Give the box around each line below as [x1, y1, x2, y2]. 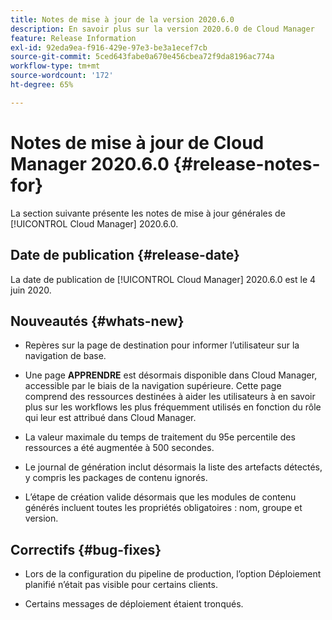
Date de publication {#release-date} [10, 247, 240, 264]
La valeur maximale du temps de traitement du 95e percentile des [24, 431, 296, 443]
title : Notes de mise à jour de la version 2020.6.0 [10, 14, 235, 25]
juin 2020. [10, 284, 52, 296]
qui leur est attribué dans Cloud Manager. [24, 412, 197, 424]
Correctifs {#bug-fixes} [10, 541, 162, 558]
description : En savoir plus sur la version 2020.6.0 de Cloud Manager [10, 24, 315, 34]
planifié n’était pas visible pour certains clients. [24, 579, 218, 591]
